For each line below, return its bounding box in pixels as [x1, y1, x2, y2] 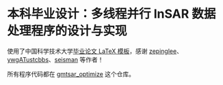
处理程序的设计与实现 [7, 23, 128, 39]
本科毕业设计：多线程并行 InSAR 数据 [7, 6, 216, 22]
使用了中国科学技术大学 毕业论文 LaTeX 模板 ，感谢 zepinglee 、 [7, 47, 183, 55]
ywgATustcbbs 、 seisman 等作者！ [7, 55, 104, 63]
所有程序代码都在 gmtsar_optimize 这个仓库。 [7, 69, 135, 78]
